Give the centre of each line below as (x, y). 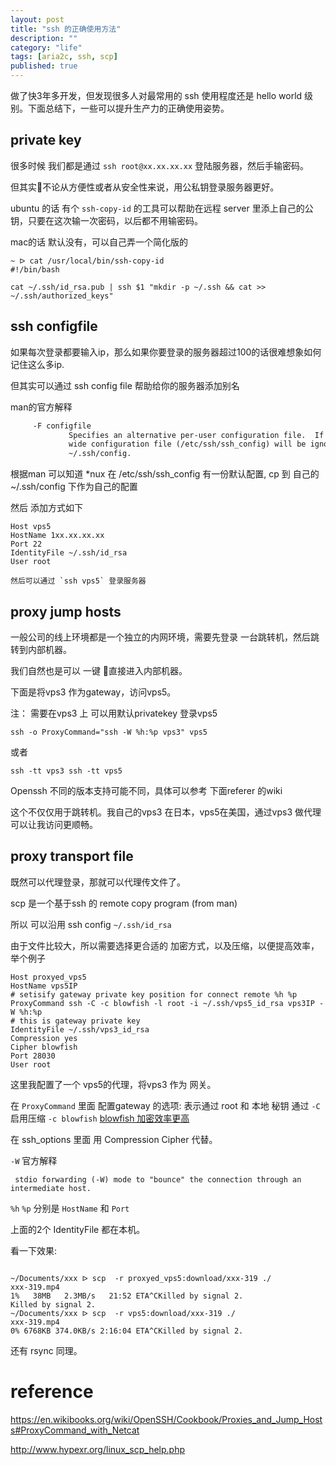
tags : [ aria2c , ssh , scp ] (64, 57)
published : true (44, 66)
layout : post (37, 19)
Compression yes (44, 1038)
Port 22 (26, 544)
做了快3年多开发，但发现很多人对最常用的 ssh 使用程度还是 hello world (156, 95)
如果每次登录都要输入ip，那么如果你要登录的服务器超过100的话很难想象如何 (166, 352)
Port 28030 (33, 1056)
